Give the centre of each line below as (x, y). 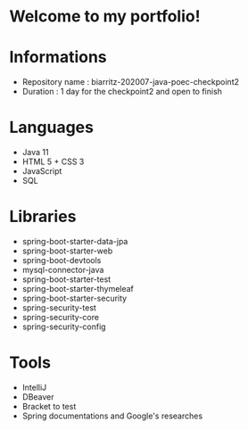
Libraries (43, 217)
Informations (58, 58)
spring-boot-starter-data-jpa (75, 241)
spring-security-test (59, 308)
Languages (51, 128)
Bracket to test (49, 406)
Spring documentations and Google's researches (112, 416)
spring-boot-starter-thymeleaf (78, 289)
